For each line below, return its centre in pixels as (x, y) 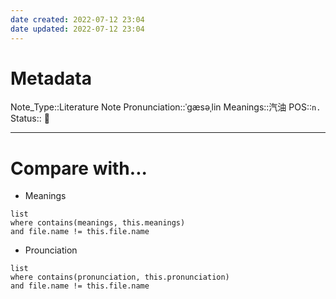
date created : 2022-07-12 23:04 (77, 19)
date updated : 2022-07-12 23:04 (77, 29)
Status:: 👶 (30, 118)
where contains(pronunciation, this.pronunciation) (120, 277)
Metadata (51, 78)
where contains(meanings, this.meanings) (98, 223)
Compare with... (79, 168)
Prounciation (51, 250)
